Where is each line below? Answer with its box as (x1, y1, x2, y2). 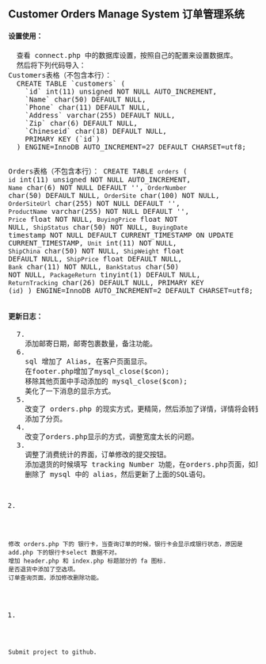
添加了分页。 (25, 414, 67, 423)
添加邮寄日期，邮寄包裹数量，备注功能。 (25, 339, 157, 348)
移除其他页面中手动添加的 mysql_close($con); (25, 376, 188, 386)
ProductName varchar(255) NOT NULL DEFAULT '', (8, 207, 190, 216)
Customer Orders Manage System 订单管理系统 (8, 7, 245, 21)
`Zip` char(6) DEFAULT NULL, (25, 118, 139, 128)
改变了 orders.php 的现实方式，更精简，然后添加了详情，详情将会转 (25, 404, 256, 414)
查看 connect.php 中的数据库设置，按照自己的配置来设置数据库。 (16, 51, 237, 59)
